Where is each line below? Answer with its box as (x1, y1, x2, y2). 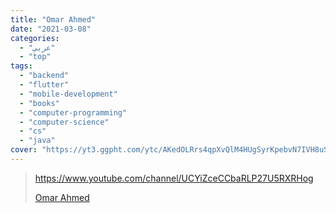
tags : (10, 61, 33, 71)
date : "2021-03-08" (10, 24, 92, 34)
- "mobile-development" (19, 89, 118, 99)
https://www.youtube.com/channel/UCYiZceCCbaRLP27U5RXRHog (34, 172, 314, 184)
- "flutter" (19, 80, 70, 90)
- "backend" (19, 71, 70, 81)
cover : (10, 145, 38, 155)
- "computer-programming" (19, 107, 128, 118)
